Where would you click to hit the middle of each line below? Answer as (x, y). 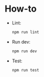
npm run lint (25, 32)
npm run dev (24, 51)
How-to (21, 9)
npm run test (25, 70)
